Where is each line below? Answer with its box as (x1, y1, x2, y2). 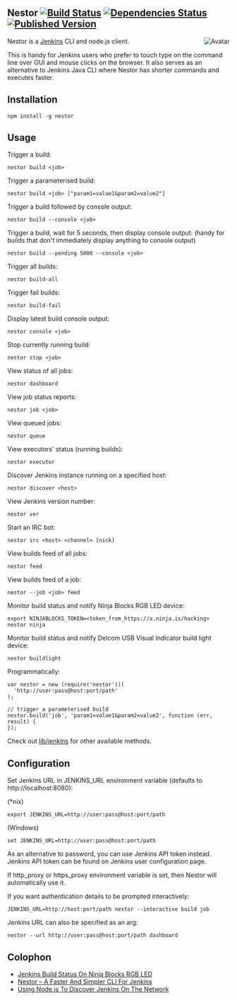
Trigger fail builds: (7, 288, 60, 297)
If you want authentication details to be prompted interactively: (7, 892, 190, 901)
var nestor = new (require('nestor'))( (7, 681, 125, 689)
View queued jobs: (7, 419, 62, 427)
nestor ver (7, 511, 39, 518)
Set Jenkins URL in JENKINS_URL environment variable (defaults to (7, 776, 203, 785)
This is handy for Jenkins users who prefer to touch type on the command (7, 50, 224, 59)
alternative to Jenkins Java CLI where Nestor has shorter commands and (7, 65, 219, 74)
